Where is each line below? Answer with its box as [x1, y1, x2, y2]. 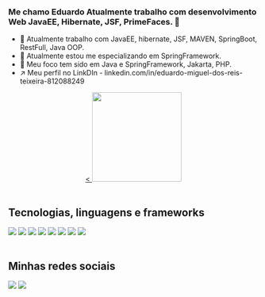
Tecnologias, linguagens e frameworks [8, 206, 205, 219]
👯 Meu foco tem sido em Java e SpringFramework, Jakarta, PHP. [19, 60, 232, 69]
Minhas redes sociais [8, 259, 116, 272]
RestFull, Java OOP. [19, 43, 85, 52]
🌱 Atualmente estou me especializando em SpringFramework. [19, 51, 222, 61]
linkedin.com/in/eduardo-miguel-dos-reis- [104, 68, 244, 78]
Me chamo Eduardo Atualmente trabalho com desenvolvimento [8, 6, 257, 17]
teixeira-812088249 [19, 76, 85, 86]
